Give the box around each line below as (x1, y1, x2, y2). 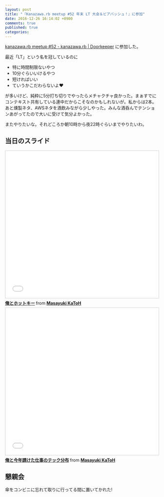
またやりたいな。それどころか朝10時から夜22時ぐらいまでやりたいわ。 (5, 121, 147, 127)
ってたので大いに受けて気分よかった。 (18, 111, 95, 117)
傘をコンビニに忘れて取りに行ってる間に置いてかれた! (5, 486, 113, 492)
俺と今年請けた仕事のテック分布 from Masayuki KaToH (5, 457, 115, 463)
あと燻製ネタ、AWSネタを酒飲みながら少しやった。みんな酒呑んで (5, 105, 138, 111)
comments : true (5, 20, 36, 26)
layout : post (5, 7, 32, 12)
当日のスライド (5, 137, 50, 145)
